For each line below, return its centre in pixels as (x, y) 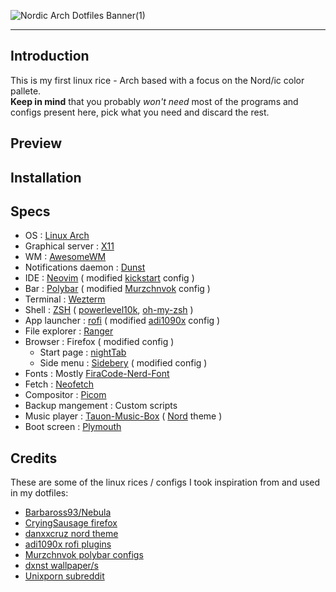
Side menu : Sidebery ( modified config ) (123, 363)
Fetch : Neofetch (59, 384)
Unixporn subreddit (64, 576)
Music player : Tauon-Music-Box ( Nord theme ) (123, 416)
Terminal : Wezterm (65, 299)
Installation (46, 177)
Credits (34, 458)
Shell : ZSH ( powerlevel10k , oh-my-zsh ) (109, 310)
